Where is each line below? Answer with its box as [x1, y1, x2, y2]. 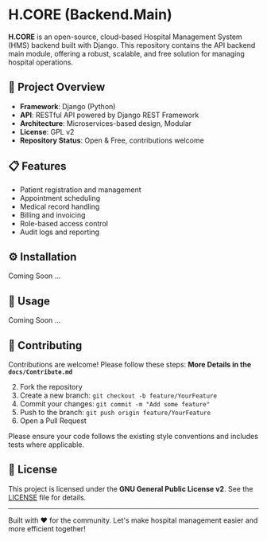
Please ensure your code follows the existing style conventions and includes [8, 432, 258, 441]
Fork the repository [19, 382, 83, 391]
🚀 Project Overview [8, 80, 106, 94]
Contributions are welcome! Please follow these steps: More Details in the [8, 360, 252, 369]
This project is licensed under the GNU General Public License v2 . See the [8, 484, 253, 493]
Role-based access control [19, 218, 109, 228]
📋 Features [8, 159, 67, 173]
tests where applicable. [8, 440, 85, 449]
